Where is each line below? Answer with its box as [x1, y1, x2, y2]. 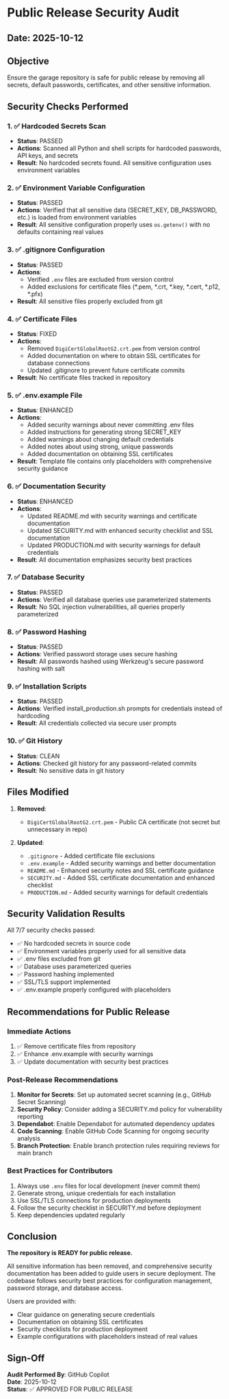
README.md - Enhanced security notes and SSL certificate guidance [27, 866, 215, 874]
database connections [27, 359, 90, 367]
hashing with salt [16, 665, 65, 673]
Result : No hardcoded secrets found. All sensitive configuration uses [16, 159, 212, 167]
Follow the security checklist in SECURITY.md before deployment [16, 1204, 202, 1212]
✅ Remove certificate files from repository [16, 1042, 136, 1051]
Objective [7, 55, 50, 67]
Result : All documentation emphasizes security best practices [16, 555, 193, 564]
